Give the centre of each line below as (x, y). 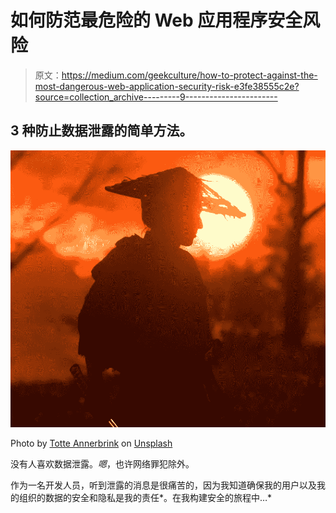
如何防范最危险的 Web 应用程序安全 (156, 20)
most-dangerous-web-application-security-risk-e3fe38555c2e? (167, 86)
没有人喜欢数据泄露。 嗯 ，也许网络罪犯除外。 (102, 464)
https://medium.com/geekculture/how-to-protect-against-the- (189, 75)
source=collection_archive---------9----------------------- (156, 97)
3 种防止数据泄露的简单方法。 (101, 131)
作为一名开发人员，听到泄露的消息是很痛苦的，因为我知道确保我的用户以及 (163, 485)
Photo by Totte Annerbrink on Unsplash (91, 443)
